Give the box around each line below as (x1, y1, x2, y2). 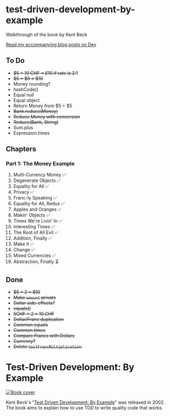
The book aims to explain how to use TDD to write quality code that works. (6, 405, 163, 411)
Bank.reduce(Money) (13, 108, 58, 114)
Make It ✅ (13, 241, 35, 247)
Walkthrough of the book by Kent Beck (6, 31, 88, 37)
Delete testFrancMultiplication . (13, 344, 82, 350)
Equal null (13, 91, 34, 98)
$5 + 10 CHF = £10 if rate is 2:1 (13, 70, 78, 76)
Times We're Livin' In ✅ (13, 218, 63, 224)
